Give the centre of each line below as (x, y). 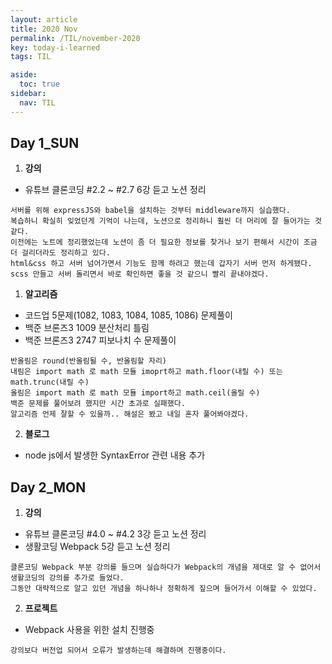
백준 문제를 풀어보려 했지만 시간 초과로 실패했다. (98, 404)
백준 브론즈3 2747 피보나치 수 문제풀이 (100, 340)
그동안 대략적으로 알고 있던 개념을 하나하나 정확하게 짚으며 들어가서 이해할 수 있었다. (164, 589)
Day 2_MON (48, 487)
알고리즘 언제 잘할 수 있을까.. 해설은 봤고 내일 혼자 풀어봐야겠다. (130, 414)
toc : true (39, 84)
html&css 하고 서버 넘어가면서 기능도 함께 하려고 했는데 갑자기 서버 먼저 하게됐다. (161, 264)
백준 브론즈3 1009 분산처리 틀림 (87, 328)
